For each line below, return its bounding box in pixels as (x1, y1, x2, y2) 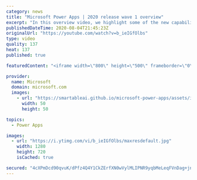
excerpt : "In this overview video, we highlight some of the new (6, 19, 169, 25)
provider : (6, 73, 30, 79)
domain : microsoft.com (11, 84, 67, 90)
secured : (6, 165, 28, 171)
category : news (6, 8, 43, 15)
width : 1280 (16, 144, 46, 150)
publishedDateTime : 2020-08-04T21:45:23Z (6, 25, 109, 31)
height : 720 (16, 149, 46, 155)
